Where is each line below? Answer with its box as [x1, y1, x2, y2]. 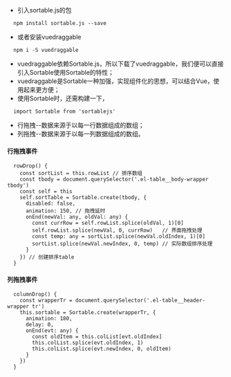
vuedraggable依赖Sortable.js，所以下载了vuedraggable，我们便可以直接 [17, 59, 224, 68]
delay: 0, [25, 321, 54, 329]
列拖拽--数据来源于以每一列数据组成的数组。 [17, 130, 145, 138]
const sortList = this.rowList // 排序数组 [19, 170, 143, 177]
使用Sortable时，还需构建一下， [17, 94, 109, 102]
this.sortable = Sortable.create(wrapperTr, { [19, 309, 156, 316]
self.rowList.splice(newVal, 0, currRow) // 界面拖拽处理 [32, 227, 203, 234]
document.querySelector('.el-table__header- [75, 297, 206, 304]
